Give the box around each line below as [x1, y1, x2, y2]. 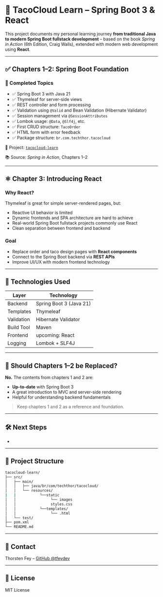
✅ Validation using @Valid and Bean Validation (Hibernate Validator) [12, 107, 147, 113]
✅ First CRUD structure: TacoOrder [12, 124, 81, 130]
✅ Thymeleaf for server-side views [12, 96, 82, 102]
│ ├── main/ [5, 479, 34, 484]
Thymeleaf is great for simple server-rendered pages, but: [5, 200, 121, 206]
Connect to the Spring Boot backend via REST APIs [12, 253, 115, 260]
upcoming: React [35, 332, 75, 339]
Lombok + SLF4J [35, 340, 75, 347]
